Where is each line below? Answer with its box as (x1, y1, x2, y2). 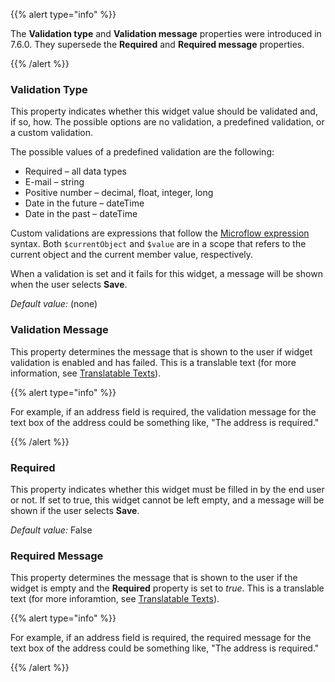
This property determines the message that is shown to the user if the (10, 572, 298, 584)
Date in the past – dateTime (24, 208, 138, 220)
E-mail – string (24, 176, 85, 188)
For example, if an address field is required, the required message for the (10, 632, 312, 644)
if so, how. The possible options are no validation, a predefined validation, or (10, 116, 325, 128)
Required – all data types (24, 165, 127, 178)
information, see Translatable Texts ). (10, 367, 162, 379)
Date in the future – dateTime (24, 197, 145, 209)
